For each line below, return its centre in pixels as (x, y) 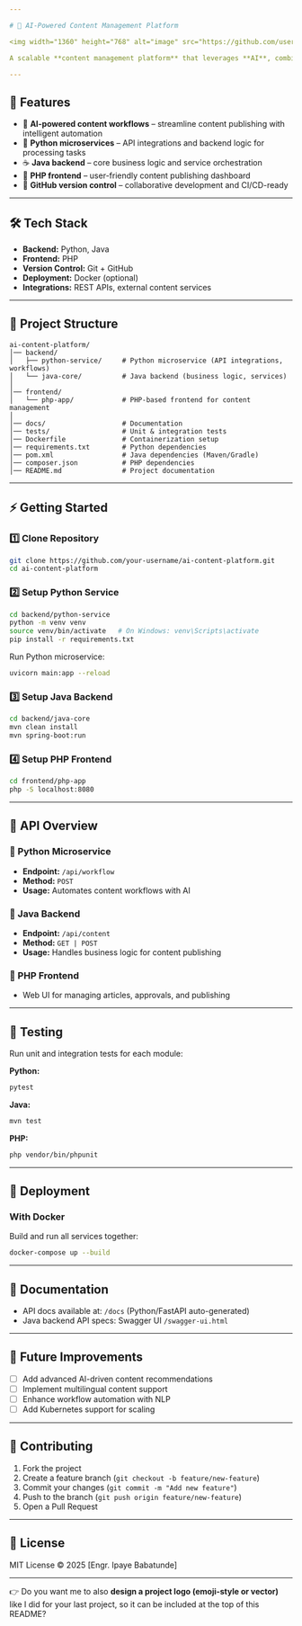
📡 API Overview (54, 826)
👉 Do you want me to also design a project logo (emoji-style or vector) (144, 1591)
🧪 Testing (36, 1032)
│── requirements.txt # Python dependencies (108, 447)
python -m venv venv (48, 623)
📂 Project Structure (64, 324)
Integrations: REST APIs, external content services (117, 287)
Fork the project (52, 1468)
